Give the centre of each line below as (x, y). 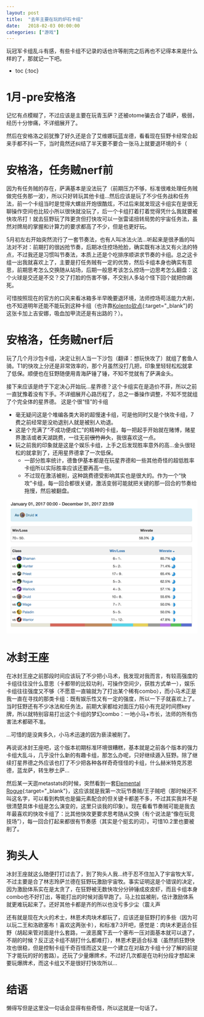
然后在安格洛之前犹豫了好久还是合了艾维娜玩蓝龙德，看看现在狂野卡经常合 (99, 136)
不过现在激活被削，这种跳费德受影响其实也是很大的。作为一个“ (102, 476)
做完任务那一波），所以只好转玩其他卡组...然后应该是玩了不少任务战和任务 (98, 196)
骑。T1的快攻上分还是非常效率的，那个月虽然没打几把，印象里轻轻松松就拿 (100, 366)
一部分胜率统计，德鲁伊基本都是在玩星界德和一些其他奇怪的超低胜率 (109, 461)
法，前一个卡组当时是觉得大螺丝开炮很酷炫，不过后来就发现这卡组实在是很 (99, 204)
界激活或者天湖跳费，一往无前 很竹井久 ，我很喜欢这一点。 (87, 438)
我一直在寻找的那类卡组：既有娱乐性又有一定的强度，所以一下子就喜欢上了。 (102, 698)
